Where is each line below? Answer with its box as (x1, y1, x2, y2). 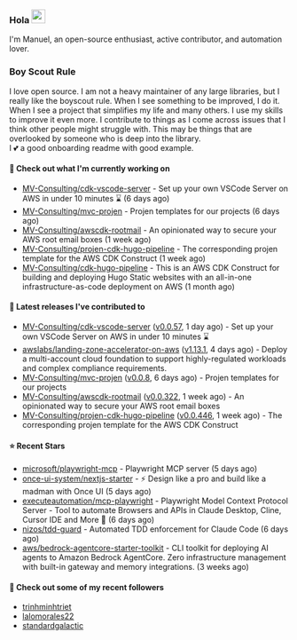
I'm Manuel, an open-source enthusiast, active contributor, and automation (9, 34, 283, 44)
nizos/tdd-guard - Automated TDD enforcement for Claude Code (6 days (21, 524, 289, 534)
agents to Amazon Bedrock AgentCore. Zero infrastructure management (21, 552, 286, 563)
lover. (9, 43, 29, 54)
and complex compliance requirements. (21, 363, 167, 373)
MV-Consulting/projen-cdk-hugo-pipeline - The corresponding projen (21, 243, 278, 254)
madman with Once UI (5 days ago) (21, 486, 152, 497)
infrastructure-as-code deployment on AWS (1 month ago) (21, 280, 235, 292)
